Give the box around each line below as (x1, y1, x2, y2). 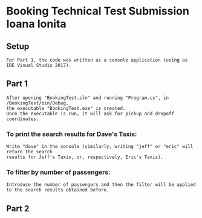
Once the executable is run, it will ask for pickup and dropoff (6, 111, 174, 117)
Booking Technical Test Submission (6, 4, 189, 18)
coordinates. (6, 116, 39, 122)
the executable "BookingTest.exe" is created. (6, 105, 126, 111)
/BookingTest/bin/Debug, (6, 100, 69, 106)
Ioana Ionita (6, 17, 67, 31)
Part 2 (6, 204, 30, 214)
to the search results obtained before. (6, 187, 110, 193)
